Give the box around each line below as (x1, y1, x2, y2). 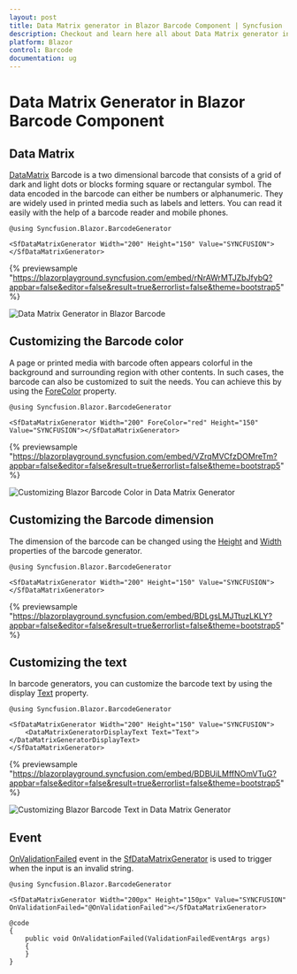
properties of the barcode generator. (9, 545, 143, 556)
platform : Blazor (9, 37, 73, 47)
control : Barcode (9, 46, 73, 55)
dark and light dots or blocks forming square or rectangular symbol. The (9, 179, 272, 189)
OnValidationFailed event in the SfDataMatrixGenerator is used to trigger (9, 854, 272, 864)
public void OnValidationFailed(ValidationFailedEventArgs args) (25, 934, 271, 943)
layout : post (9, 12, 57, 22)
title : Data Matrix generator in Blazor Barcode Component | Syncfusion (9, 21, 283, 30)
